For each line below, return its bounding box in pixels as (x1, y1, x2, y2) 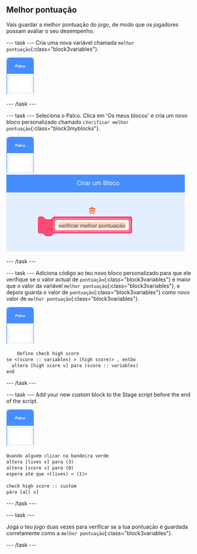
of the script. (6, 397, 38, 404)
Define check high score (17, 350, 80, 356)
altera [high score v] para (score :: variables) (11, 362, 139, 369)
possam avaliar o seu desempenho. (6, 27, 95, 34)
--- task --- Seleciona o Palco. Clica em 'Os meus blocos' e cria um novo (6, 112, 188, 119)
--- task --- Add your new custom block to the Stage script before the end (6, 391, 191, 398)
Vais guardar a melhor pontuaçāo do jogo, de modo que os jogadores (6, 21, 179, 28)
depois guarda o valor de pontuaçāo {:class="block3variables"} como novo (6, 288, 190, 295)
